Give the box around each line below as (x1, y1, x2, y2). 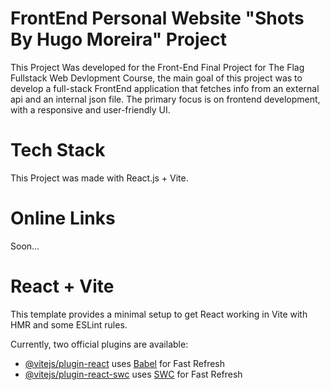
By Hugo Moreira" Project (10, 28, 227, 51)
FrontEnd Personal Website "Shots (10, 7, 305, 30)
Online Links (10, 207, 116, 230)
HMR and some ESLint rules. (10, 318, 128, 331)
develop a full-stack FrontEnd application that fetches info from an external (10, 82, 320, 94)
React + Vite (10, 275, 115, 297)
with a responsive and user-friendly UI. (10, 103, 171, 116)
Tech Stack (10, 139, 106, 162)
